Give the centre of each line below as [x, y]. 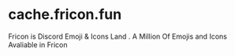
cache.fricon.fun [65, 15]
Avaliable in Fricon [38, 44]
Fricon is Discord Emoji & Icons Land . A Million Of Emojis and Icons [117, 36]
